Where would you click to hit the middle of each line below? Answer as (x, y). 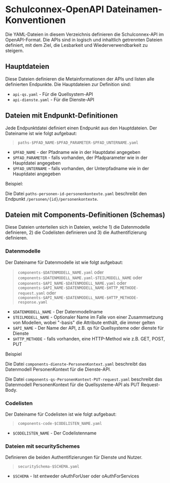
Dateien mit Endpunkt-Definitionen (62, 116)
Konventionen (36, 20)
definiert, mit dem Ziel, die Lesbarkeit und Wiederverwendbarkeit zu (77, 45)
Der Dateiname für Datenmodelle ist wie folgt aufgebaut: (64, 262)
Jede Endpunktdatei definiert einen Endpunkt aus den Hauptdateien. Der (81, 128)
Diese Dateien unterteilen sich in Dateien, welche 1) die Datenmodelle (78, 227)
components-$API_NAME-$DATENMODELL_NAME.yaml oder (72, 283)
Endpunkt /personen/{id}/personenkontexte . (52, 199)
